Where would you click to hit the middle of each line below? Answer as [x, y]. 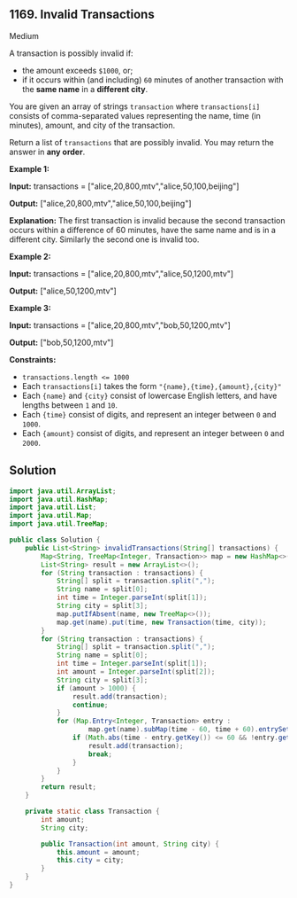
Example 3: [30, 308]
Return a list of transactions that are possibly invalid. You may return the [141, 142]
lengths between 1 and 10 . [69, 405]
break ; [100, 754]
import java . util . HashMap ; [59, 499]
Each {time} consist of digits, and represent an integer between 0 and [149, 414]
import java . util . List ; [53, 508]
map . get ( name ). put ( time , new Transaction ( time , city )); [161, 622]
